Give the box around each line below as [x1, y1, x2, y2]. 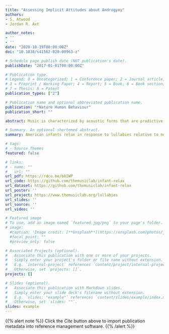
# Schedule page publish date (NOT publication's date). [5, 58, 127, 63]
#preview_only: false [10, 239, 55, 244]
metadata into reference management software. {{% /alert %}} [5, 323, 135, 329]
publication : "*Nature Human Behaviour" [5, 104, 92, 110]
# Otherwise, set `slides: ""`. [5, 299, 78, 305]
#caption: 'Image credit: [10, 230, 64, 235]
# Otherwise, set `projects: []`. [5, 267, 82, 272]
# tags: [5, 142, 22, 147]
